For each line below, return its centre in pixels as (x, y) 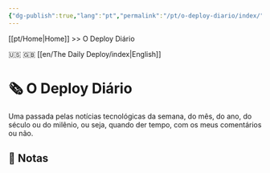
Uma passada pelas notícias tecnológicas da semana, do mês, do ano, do (130, 116)
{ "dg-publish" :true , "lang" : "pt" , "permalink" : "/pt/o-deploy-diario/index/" (136, 16)
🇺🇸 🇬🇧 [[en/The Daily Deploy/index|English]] (85, 54)
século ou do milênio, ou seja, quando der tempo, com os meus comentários (135, 124)
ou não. (21, 133)
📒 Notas (29, 158)
